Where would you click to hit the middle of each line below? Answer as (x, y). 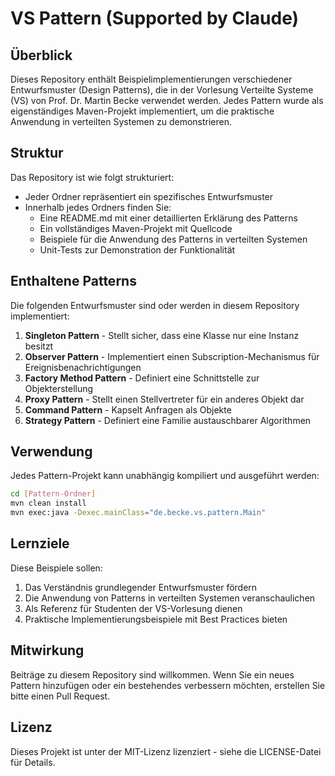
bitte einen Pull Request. (60, 696)
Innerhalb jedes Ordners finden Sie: (98, 207)
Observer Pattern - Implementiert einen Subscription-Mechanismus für (172, 356)
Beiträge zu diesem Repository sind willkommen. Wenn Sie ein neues (152, 674)
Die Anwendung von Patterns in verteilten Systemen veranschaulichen (170, 598)
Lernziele (40, 543)
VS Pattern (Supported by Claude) (155, 18)
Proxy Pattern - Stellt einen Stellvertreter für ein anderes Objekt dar (164, 399)
